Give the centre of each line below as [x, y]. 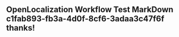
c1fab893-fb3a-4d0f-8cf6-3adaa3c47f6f [85, 19]
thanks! [21, 28]
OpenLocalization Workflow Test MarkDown [90, 10]
